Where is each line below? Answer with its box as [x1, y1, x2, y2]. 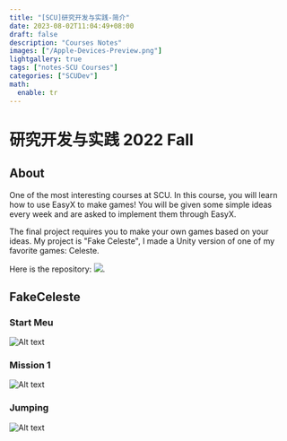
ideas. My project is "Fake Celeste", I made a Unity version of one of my [9, 235, 275, 246]
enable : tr [17, 88, 58, 97]
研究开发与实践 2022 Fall [9, 129, 195, 150]
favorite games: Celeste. [9, 245, 100, 255]
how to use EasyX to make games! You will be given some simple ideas [9, 199, 272, 210]
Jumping [9, 402, 49, 414]
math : [9, 80, 30, 89]
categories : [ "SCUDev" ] [9, 72, 99, 81]
